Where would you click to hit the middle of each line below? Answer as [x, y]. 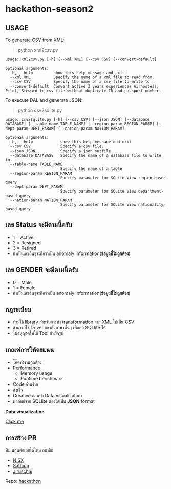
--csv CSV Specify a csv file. [57, 146]
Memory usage [36, 373]
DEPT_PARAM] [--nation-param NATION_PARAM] [78, 129]
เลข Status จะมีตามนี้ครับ [39, 225]
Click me [15, 422]
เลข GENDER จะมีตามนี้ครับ [42, 270]
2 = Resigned [27, 242]
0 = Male [22, 282]
